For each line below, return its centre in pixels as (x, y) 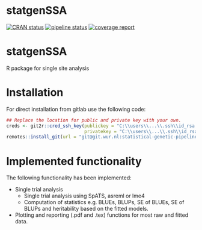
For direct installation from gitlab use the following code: (76, 109)
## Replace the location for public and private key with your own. (94, 120)
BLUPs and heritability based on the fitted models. (86, 209)
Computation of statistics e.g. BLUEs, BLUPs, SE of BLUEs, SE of (104, 202)
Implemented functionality (74, 161)
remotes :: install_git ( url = (41, 137)
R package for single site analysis (48, 68)
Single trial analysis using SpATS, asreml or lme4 (84, 196)
